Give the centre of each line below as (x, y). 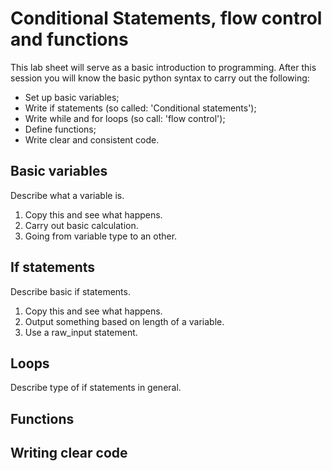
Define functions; (60, 129)
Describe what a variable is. (67, 195)
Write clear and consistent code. (92, 139)
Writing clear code (69, 453)
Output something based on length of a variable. (124, 321)
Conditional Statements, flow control (166, 18)
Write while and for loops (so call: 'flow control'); (125, 118)
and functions (69, 39)
